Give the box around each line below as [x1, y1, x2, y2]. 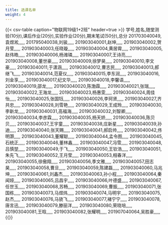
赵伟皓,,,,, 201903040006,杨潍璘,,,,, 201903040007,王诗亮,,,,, [5, 51, 132, 58]
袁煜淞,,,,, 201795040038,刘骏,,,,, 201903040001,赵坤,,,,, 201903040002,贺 [5, 39, 162, 45]
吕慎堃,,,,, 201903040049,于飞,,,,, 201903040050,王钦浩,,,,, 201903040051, [5, 146, 162, 152]
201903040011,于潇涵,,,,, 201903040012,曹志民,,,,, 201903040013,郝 [17, 64, 159, 70]
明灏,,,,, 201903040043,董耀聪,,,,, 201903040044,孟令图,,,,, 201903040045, [5, 133, 163, 139]
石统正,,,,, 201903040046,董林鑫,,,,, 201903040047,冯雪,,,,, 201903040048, [5, 139, 162, 146]
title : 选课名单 [5, 7, 36, 13]
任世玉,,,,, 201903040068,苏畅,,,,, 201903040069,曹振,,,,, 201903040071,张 [5, 183, 162, 189]
